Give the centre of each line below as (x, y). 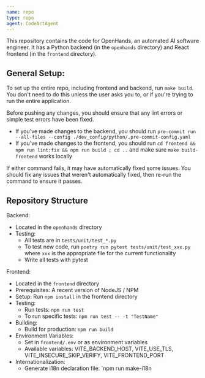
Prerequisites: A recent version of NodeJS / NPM (77, 290)
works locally (55, 156)
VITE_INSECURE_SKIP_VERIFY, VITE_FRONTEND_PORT (94, 355)
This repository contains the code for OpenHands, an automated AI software (103, 41)
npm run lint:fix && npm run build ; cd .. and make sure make (97, 150)
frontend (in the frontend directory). (51, 54)
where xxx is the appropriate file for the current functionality (100, 253)
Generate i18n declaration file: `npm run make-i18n (88, 368)
